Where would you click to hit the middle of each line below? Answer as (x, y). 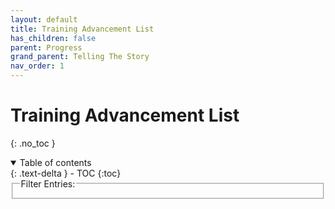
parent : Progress (46, 47)
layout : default (44, 19)
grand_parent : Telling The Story (80, 57)
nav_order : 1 (37, 66)
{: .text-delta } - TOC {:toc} (66, 173)
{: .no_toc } (33, 143)
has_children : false (53, 38)
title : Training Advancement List (82, 29)
